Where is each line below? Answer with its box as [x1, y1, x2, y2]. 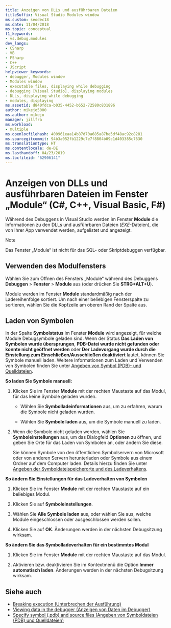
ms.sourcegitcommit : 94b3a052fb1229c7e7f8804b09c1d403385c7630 [5, 136, 143, 141]
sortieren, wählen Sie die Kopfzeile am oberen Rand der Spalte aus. [5, 301, 147, 308]
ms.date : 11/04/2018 [5, 22, 50, 27]
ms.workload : [5, 121, 33, 127]
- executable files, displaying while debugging [5, 84, 111, 89]
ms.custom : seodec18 [5, 17, 50, 22]
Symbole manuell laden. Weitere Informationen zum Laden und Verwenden [5, 357, 163, 363]
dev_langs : [5, 41, 29, 46]
